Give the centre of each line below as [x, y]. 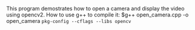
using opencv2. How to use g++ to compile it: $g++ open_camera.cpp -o [97, 15]
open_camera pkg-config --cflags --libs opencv [69, 21]
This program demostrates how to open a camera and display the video [95, 9]
